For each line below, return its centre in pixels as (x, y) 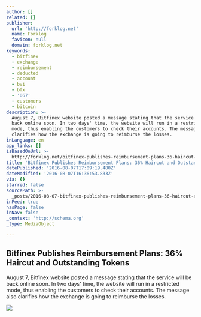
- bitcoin (24, 107)
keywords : (19, 51)
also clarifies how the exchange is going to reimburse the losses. (86, 296)
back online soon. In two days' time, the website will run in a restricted (93, 283)
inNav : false (22, 213)
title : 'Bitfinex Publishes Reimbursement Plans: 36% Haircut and (91, 163)
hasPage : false (25, 207)
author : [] (20, 12)
